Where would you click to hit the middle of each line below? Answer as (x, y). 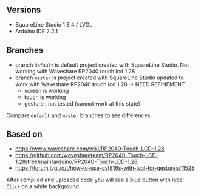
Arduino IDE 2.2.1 (36, 31)
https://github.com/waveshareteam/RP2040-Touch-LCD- (87, 155)
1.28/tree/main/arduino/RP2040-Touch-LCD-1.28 (76, 162)
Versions (24, 10)
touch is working (45, 97)
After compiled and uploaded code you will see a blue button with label (95, 180)
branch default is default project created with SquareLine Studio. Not (102, 65)
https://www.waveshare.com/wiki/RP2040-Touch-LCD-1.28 (90, 149)
